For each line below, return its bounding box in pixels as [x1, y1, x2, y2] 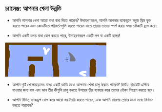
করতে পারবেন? [12, 102, 33, 108]
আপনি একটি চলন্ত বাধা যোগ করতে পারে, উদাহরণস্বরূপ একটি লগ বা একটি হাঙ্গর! [12, 32, 121, 38]
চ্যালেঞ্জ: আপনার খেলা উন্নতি [5, 4, 61, 13]
